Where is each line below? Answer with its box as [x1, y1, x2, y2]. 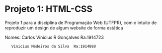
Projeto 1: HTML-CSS [4, 3, 93, 15]
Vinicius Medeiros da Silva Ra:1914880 [11, 44, 96, 49]
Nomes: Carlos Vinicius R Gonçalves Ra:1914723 [4, 34, 104, 40]
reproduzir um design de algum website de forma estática [4, 25, 123, 30]
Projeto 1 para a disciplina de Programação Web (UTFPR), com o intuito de [4, 20, 157, 26]
